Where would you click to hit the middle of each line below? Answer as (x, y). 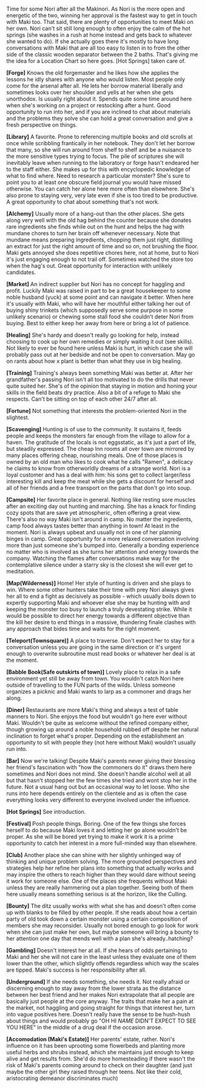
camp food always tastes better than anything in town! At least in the (93, 526)
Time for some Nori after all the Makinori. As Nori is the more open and (96, 9)
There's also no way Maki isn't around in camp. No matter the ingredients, (99, 519)
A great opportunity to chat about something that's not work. (83, 202)
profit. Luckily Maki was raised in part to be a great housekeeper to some (99, 291)
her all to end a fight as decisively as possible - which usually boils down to (101, 596)
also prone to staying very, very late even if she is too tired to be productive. (102, 195)
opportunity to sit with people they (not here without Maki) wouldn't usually (101, 742)
